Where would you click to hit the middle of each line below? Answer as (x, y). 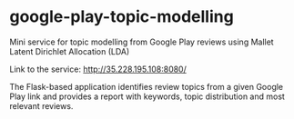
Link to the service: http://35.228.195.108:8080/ (98, 69)
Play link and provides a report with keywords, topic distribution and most (147, 96)
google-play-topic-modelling (122, 17)
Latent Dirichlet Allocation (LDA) (70, 51)
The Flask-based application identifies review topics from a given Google (147, 86)
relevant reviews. (41, 105)
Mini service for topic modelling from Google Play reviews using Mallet (142, 42)
